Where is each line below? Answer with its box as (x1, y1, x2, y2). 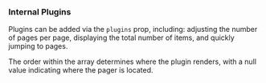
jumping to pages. (8, 41, 68, 51)
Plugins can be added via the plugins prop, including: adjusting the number (8, 25, 258, 34)
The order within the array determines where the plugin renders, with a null (8, 57, 257, 66)
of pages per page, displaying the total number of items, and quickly (8, 33, 235, 42)
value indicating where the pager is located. (8, 65, 154, 75)
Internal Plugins (8, 6, 72, 18)
